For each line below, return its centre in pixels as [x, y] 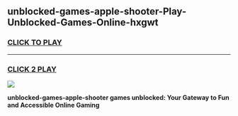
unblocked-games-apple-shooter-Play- [97, 12]
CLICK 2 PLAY [32, 69]
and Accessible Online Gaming [53, 105]
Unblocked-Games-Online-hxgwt [83, 23]
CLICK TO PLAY [35, 43]
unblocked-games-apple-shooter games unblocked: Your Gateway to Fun [118, 97]
